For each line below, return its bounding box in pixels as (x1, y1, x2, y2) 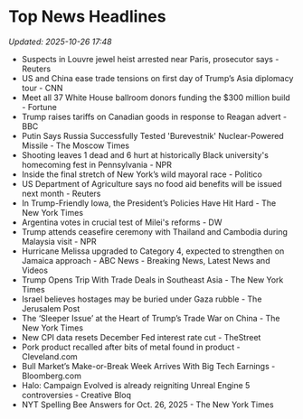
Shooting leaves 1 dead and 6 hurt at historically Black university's (21, 149, 269, 160)
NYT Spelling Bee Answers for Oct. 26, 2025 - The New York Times (21, 399, 274, 410)
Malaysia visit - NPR (21, 236, 97, 247)
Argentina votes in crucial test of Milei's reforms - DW (21, 217, 223, 228)
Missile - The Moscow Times (21, 140, 130, 151)
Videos (21, 265, 49, 275)
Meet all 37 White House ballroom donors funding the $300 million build (21, 92, 290, 103)
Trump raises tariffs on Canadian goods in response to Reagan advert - (21, 111, 288, 122)
